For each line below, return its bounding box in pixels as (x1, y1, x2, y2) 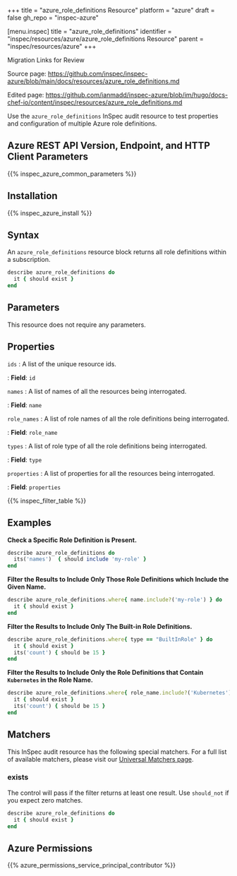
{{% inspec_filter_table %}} (7, 496, 87, 505)
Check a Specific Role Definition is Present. (7, 536, 138, 544)
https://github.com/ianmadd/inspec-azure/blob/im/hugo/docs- (45, 91, 228, 99)
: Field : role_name (7, 428, 58, 436)
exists (7, 772, 29, 782)
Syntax (7, 229, 39, 241)
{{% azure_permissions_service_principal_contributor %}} (7, 861, 176, 870)
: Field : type (7, 455, 42, 464)
